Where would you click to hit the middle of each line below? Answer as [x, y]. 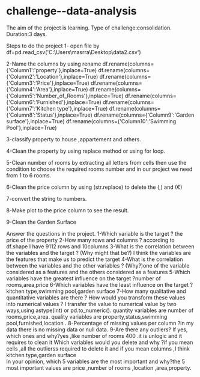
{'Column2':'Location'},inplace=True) [52, 76]
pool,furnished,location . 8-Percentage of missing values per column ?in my [100, 323]
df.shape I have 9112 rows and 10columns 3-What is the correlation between [100, 246]
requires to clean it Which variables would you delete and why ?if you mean [100, 342]
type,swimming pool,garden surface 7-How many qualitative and [106, 291]
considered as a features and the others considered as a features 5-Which [98, 272]
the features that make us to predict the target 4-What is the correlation [95, 259]
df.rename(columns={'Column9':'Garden [144, 115]
